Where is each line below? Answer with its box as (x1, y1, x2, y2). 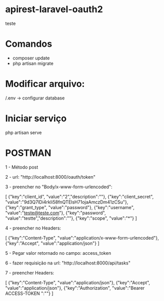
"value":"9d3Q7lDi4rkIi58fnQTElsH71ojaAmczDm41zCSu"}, (5, 199, 129, 205)
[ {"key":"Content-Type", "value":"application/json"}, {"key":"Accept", (5, 279, 150, 285)
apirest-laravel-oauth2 (5, 4, 103, 15)
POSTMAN (5, 147, 52, 158)
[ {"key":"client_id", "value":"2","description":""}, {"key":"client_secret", (5, 193, 154, 199)
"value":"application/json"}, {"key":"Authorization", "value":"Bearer (5, 285, 145, 291)
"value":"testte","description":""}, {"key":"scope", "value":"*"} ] (5, 215, 137, 221)
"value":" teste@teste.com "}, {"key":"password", (5, 210, 106, 216)
